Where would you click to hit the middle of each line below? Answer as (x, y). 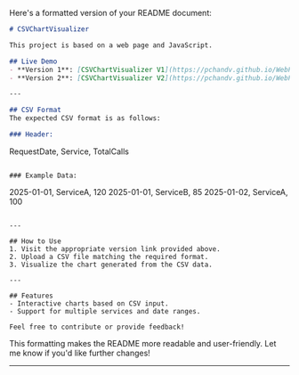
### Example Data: (43, 175)
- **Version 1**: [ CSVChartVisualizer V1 (87, 69)
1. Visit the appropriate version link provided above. (115, 249)
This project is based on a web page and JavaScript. (111, 45)
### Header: (31, 135)
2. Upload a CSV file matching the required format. (109, 257)
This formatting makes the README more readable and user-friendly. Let (143, 343)
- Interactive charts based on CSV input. (89, 303)
